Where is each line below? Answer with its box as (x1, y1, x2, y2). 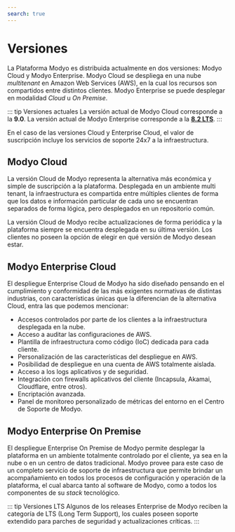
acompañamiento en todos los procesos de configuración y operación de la (7, 474, 226, 481)
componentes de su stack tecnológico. (7, 488, 121, 497)
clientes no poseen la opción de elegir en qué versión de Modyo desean (7, 233, 216, 241)
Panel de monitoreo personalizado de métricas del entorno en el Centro (17, 397, 224, 406)
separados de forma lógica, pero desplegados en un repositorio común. (7, 204, 215, 213)
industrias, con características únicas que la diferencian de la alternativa (7, 294, 217, 302)
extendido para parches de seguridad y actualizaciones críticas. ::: (7, 517, 200, 525)
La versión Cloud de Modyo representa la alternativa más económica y (7, 175, 212, 183)
